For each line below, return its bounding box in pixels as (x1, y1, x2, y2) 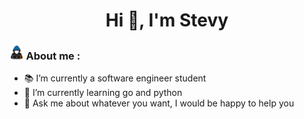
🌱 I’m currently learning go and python (23, 87, 183, 99)
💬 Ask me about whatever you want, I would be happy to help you (23, 97, 295, 109)
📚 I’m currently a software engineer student (23, 72, 207, 84)
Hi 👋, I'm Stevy (105, 9, 229, 32)
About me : (25, 49, 81, 63)
